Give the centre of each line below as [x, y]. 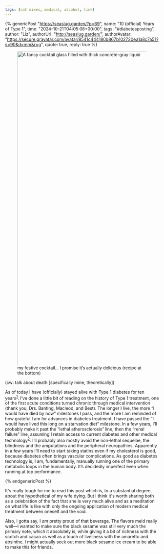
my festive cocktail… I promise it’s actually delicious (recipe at [79, 368]
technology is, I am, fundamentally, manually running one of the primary [77, 461]
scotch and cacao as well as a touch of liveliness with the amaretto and [77, 536]
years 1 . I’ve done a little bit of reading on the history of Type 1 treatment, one [82, 398]
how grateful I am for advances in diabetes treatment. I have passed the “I [79, 419]
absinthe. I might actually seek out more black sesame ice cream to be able [81, 542]
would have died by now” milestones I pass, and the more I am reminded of [81, 414]
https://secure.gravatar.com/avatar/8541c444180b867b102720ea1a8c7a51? [83, 39]
